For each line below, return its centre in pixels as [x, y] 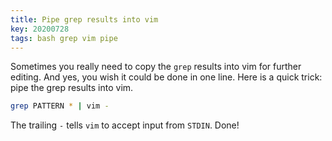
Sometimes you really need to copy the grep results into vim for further [156, 67]
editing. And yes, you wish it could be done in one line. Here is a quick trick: [166, 77]
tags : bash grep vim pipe [64, 38]
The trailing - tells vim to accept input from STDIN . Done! [125, 125]
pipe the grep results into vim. [72, 88]
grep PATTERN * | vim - [60, 106]
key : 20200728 [40, 29]
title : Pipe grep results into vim [84, 19]
